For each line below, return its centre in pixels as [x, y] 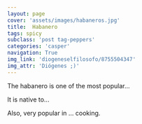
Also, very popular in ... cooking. [54, 113]
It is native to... [28, 99]
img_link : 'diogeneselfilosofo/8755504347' [72, 60]
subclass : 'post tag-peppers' [51, 40]
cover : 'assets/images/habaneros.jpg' [64, 20]
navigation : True [33, 53]
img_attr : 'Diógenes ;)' [43, 66]
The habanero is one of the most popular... [69, 85]
